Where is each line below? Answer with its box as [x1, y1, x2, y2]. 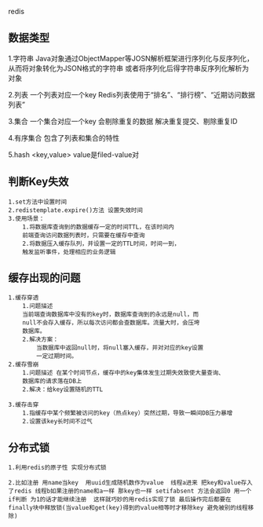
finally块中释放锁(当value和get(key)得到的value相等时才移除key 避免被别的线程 [8, 504, 249, 512]
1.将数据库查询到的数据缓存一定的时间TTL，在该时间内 [22, 223, 174, 231]
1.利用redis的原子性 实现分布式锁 [8, 463, 107, 472]
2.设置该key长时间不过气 [22, 418, 93, 426]
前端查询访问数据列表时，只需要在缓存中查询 [22, 231, 145, 239]
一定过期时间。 [36, 353, 78, 360]
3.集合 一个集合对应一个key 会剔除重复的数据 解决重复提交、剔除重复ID [8, 116, 238, 126]
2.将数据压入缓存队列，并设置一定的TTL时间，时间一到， [22, 240, 181, 247]
